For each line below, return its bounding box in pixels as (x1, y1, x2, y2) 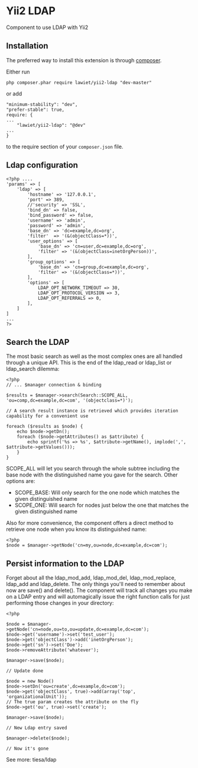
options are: (6, 478, 35, 485)
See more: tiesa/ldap (6, 756, 57, 763)
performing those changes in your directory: (6, 600, 114, 607)
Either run (6, 68, 30, 75)
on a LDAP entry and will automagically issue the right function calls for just (6, 593, 190, 600)
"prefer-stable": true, (6, 107, 65, 113)
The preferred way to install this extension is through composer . (6, 56, 162, 63)
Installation (6, 41, 48, 51)
